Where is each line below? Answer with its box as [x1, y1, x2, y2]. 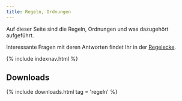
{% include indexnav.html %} [6, 55, 78, 62]
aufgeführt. [6, 31, 34, 39]
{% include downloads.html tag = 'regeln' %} [6, 88, 118, 96]
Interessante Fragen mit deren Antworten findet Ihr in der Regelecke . [6, 43, 176, 50]
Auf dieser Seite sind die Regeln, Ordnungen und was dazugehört [6, 25, 169, 32]
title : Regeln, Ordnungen [6, 8, 71, 15]
